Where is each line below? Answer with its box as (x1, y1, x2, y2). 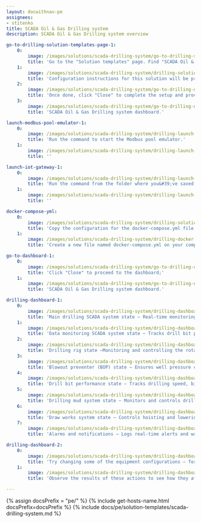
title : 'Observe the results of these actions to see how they (28, 476, 188, 482)
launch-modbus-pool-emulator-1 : (6, 119, 87, 126)
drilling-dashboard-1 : (6, 297, 63, 303)
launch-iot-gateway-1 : (6, 164, 63, 170)
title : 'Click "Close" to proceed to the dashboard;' (28, 270, 165, 276)
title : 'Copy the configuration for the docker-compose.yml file (28, 225, 194, 231)
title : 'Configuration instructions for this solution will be (28, 76, 188, 82)
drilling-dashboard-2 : (6, 442, 63, 448)
